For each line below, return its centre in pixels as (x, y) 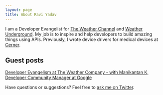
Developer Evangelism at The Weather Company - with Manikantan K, (77, 72)
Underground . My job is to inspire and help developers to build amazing (79, 34)
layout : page (19, 10)
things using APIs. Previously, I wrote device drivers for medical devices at (82, 39)
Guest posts (24, 60)
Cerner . (13, 44)
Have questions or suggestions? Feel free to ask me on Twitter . (70, 87)
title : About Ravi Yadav (31, 14)
